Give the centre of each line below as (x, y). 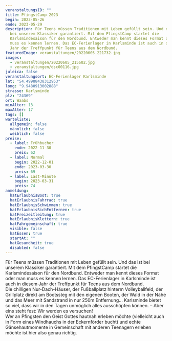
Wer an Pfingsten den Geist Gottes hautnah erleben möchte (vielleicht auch (85, 316)
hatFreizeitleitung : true (38, 214)
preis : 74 (25, 186)
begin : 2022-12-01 (34, 162)
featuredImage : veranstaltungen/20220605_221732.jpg (63, 53)
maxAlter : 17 (19, 110)
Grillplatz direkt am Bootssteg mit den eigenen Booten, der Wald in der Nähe (86, 295)
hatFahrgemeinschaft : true (39, 224)
